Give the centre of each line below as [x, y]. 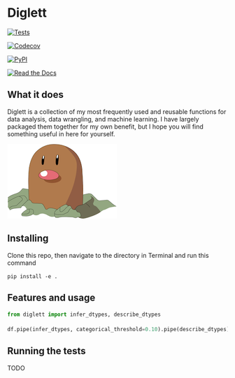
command [22, 263]
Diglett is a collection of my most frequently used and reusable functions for [117, 111]
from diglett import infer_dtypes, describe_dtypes [84, 315]
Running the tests [47, 351]
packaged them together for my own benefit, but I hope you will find [106, 126]
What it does [36, 95]
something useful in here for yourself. [61, 133]
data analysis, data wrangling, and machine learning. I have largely [103, 119]
